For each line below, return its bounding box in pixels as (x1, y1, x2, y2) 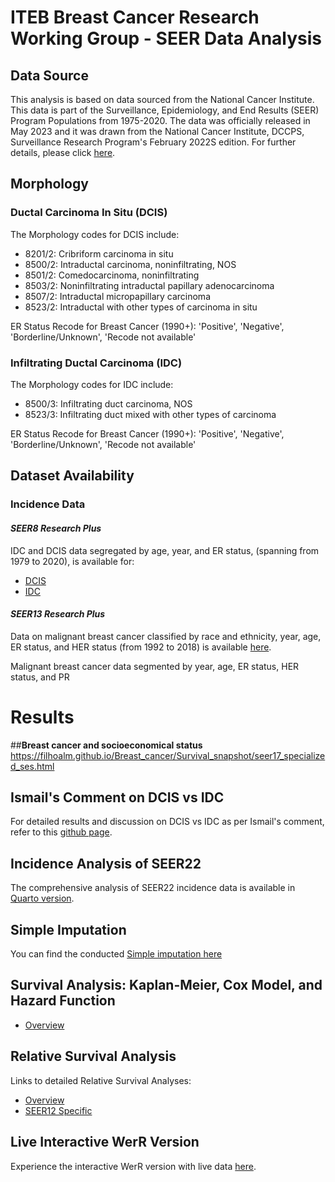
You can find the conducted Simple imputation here (10, 948, 223, 960)
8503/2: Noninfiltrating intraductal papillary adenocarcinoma (24, 279, 275, 291)
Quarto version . (10, 892, 75, 905)
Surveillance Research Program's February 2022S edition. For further (10, 136, 297, 148)
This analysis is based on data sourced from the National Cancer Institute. (10, 94, 315, 105)
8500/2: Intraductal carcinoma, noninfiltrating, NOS (24, 258, 237, 270)
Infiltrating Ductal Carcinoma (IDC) (10, 356, 183, 370)
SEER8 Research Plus (10, 522, 102, 534)
